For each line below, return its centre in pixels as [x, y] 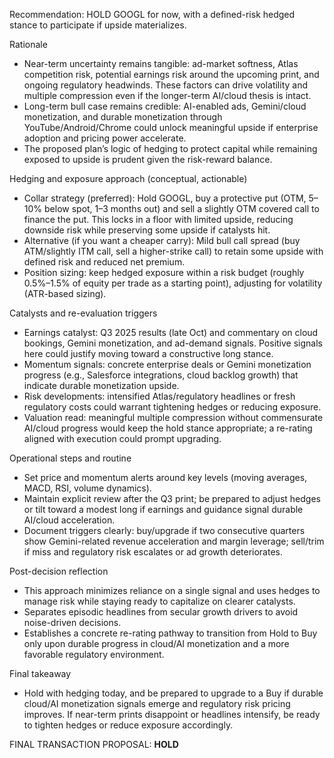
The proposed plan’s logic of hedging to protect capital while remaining [170, 148]
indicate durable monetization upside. [101, 385]
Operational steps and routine [70, 458]
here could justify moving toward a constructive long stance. [148, 353]
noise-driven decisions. [72, 622]
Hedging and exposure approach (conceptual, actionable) [128, 178]
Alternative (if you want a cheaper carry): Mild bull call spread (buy [162, 240]
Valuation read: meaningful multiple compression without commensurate [173, 417]
